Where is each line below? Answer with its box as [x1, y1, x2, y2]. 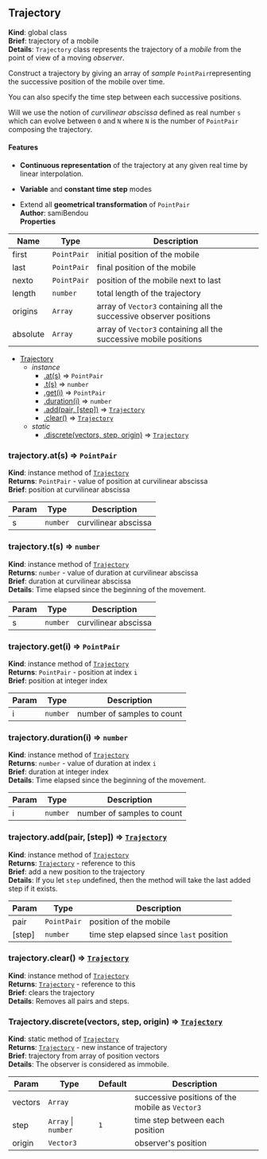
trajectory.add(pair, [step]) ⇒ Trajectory [8, 832, 168, 843]
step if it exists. [8, 884, 58, 893]
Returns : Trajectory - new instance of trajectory [8, 1043, 168, 1052]
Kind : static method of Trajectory [8, 1034, 119, 1044]
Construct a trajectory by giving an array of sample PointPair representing [8, 68, 252, 78]
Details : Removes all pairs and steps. [8, 996, 130, 1005]
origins [12, 306, 38, 317]
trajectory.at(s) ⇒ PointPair [8, 450, 118, 461]
